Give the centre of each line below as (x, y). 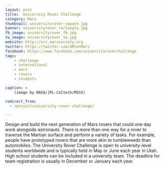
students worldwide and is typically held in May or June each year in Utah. (82, 151)
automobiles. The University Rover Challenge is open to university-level (78, 145)
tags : (11, 56)
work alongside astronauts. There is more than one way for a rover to (76, 130)
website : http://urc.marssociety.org (44, 42)
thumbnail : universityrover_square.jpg (46, 24)
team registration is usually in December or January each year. (69, 161)
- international (31, 65)
